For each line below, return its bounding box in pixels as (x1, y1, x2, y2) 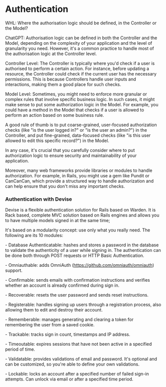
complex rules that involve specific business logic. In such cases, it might (5, 96, 155, 102)
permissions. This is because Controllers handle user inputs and (5, 76, 136, 82)
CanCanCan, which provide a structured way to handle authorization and (5, 178, 154, 184)
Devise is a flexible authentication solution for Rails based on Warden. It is (5, 207, 156, 213)
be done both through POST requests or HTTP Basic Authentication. (5, 252, 145, 259)
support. (5, 267, 23, 274)
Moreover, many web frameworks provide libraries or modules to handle (5, 167, 153, 173)
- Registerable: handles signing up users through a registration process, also (5, 302, 162, 308)
